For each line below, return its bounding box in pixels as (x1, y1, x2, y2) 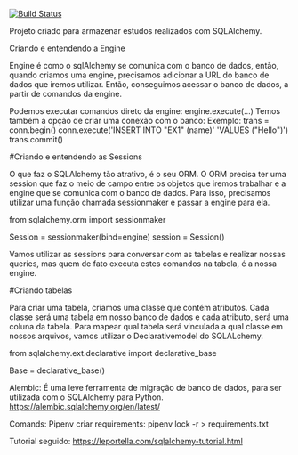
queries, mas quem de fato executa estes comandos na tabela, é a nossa (9, 258, 278, 269)
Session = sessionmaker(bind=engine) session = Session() (9, 232, 225, 242)
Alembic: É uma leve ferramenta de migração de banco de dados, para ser (9, 383, 282, 393)
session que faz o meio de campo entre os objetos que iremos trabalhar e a (9, 178, 286, 189)
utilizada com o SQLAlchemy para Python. (9, 392, 165, 402)
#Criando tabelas (9, 285, 73, 296)
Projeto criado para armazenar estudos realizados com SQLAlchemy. (9, 26, 262, 36)
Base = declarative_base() (9, 365, 105, 376)
